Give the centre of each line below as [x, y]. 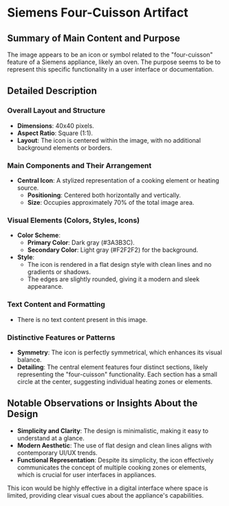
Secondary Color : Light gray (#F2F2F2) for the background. [113, 250]
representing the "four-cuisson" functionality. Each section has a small [117, 374]
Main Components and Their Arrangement [79, 165]
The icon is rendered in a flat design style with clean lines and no [119, 265]
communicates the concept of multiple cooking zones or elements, [112, 467]
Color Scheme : [39, 235]
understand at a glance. [51, 438]
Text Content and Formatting [56, 305]
